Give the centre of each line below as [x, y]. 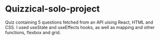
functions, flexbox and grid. [33, 32]
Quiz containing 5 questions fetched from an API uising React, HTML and [79, 22]
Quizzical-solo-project [52, 9]
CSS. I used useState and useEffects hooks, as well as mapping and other [80, 27]
